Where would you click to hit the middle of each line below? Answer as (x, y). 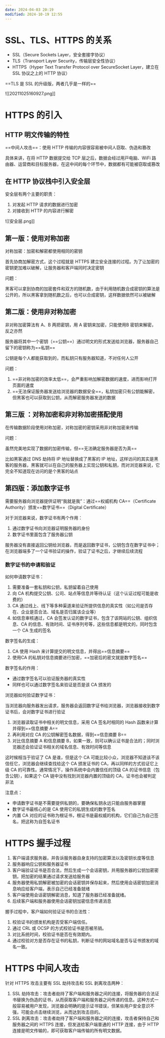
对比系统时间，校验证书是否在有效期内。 (53, 934)
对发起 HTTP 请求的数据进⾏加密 (45, 205)
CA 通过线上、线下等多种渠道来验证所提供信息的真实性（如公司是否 (80, 605)
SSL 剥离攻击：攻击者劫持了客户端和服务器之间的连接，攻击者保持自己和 (86, 1018)
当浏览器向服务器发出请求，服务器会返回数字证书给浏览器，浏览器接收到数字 (82, 705)
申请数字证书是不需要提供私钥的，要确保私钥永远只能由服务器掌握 (79, 803)
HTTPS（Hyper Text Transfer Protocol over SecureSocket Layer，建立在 (85, 67)
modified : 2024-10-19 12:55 (34, 14)
